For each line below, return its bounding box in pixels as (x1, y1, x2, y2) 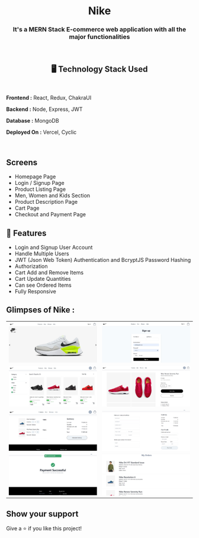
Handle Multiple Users (14, 250, 69, 257)
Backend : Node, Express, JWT (6, 105, 83, 113)
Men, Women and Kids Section (14, 192, 91, 199)
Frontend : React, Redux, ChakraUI (6, 94, 92, 101)
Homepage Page (14, 173, 56, 180)
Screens (6, 157, 37, 167)
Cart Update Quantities (14, 275, 71, 282)
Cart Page (14, 204, 40, 212)
